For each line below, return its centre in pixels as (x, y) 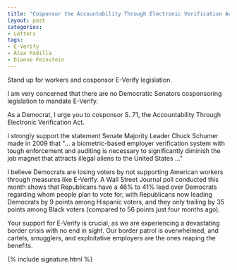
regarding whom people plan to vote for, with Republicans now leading (110, 194)
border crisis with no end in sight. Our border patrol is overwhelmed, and (113, 231)
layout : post (26, 20)
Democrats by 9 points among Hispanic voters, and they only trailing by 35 (116, 202)
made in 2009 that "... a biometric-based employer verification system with (116, 143)
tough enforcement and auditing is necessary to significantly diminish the (114, 151)
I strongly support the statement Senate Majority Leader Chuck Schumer (113, 135)
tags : (15, 40)
